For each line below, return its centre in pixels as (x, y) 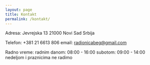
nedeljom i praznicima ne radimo (39, 58)
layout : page (19, 10)
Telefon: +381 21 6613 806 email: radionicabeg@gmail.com (66, 43)
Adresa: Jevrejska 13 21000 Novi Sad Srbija (50, 33)
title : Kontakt (21, 14)
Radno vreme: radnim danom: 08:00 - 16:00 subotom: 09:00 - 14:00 (75, 52)
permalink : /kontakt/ (28, 19)
